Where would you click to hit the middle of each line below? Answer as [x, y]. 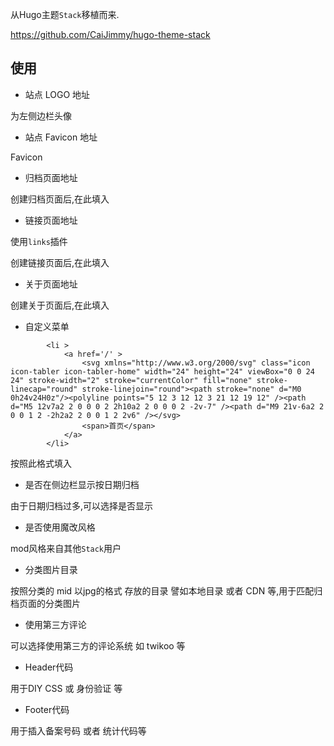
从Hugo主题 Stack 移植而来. [65, 14]
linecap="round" [44, 389]
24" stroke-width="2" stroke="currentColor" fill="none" [131, 380]
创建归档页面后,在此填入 [60, 199]
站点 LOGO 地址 [57, 94]
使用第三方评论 [55, 624]
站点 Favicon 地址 [61, 137]
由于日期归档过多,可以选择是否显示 [82, 505]
